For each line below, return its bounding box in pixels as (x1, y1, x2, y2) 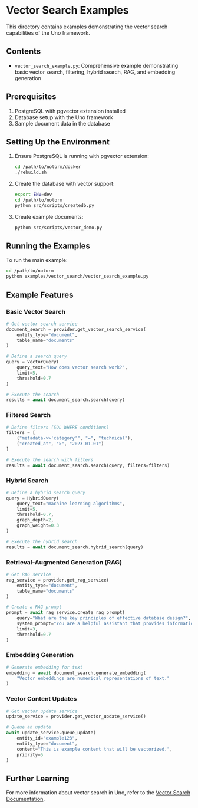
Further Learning (6, 773, 70, 783)
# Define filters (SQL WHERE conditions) (6, 424, 110, 431)
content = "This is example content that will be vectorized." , (16, 746, 173, 752)
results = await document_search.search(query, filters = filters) (6, 462, 170, 468)
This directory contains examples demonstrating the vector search (6, 23, 168, 30)
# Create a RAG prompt (6, 604, 62, 610)
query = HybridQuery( (6, 495, 60, 501)
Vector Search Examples (6, 4, 129, 17)
